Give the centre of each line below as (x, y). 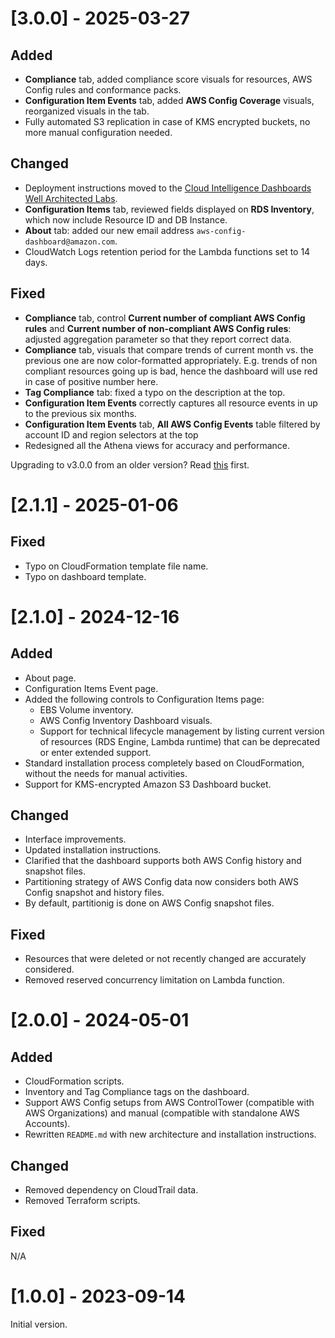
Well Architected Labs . (71, 198)
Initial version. (39, 1324)
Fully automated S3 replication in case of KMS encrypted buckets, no (167, 121)
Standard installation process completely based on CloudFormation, (164, 763)
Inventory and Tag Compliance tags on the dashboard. (137, 1092)
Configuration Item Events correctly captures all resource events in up (171, 403)
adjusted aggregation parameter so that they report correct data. (158, 339)
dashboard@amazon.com (69, 242)
